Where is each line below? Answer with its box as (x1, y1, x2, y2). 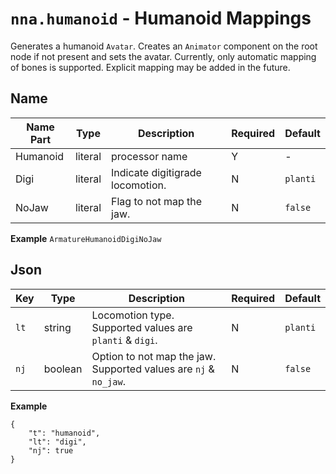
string (43, 320, 72, 334)
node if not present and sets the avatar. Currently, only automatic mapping (10, 50, 317, 62)
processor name (111, 149, 188, 163)
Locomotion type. (91, 308, 175, 322)
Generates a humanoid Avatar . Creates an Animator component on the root (10, 40, 318, 52)
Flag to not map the (111, 194, 203, 208)
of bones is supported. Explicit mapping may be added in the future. (10, 61, 291, 73)
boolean (43, 362, 83, 376)
